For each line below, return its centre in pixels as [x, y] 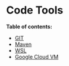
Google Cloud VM [37, 57]
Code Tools [35, 10]
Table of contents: [29, 27]
